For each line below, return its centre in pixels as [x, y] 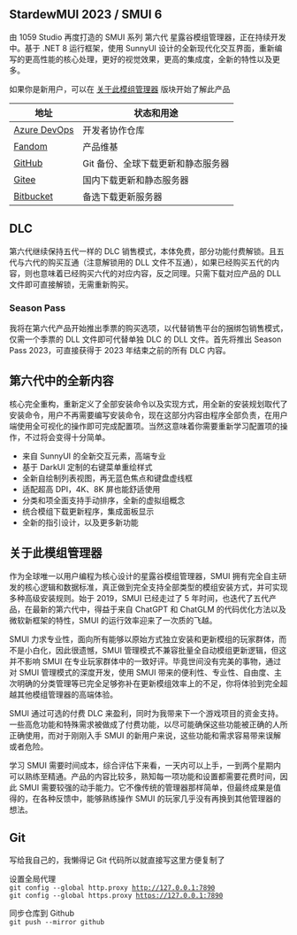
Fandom [30, 146]
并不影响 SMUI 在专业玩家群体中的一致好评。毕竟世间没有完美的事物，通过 [145, 661]
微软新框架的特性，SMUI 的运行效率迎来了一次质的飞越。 [113, 620]
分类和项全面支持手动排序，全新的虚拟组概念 [103, 500]
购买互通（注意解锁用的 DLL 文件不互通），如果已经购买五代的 [160, 262]
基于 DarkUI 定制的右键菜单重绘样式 [87, 467]
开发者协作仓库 [114, 130]
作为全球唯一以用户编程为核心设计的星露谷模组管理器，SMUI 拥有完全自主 [144, 576]
